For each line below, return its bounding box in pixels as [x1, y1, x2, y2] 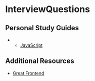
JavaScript [20, 42, 43, 48]
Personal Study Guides [5, 24, 79, 32]
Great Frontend [12, 70, 44, 76]
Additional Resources [5, 57, 74, 65]
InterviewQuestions [5, 4, 90, 15]
